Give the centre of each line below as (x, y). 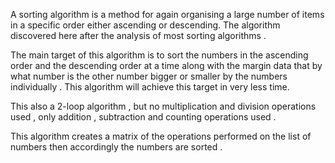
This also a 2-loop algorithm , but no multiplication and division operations (163, 106)
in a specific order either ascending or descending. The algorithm (145, 25)
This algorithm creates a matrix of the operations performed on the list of (161, 136)
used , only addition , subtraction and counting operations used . (143, 117)
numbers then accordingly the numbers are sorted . (116, 147)
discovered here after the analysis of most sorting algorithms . (138, 35)
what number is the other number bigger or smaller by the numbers (149, 76)
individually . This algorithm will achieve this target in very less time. (150, 87)
